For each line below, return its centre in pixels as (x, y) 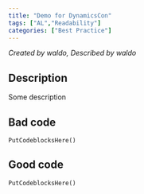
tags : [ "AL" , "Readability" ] (55, 23)
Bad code (32, 122)
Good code (36, 165)
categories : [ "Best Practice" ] (60, 30)
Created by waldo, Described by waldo (72, 53)
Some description (37, 97)
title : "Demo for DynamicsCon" (60, 16)
